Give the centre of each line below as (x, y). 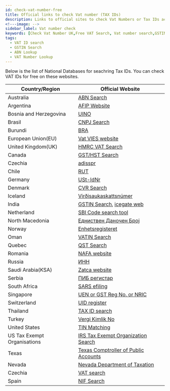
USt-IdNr (89, 180)
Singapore (20, 295)
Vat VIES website (98, 138)
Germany (19, 180)
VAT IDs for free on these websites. (42, 77)
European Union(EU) (32, 138)
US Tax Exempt (26, 335)
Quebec (17, 246)
